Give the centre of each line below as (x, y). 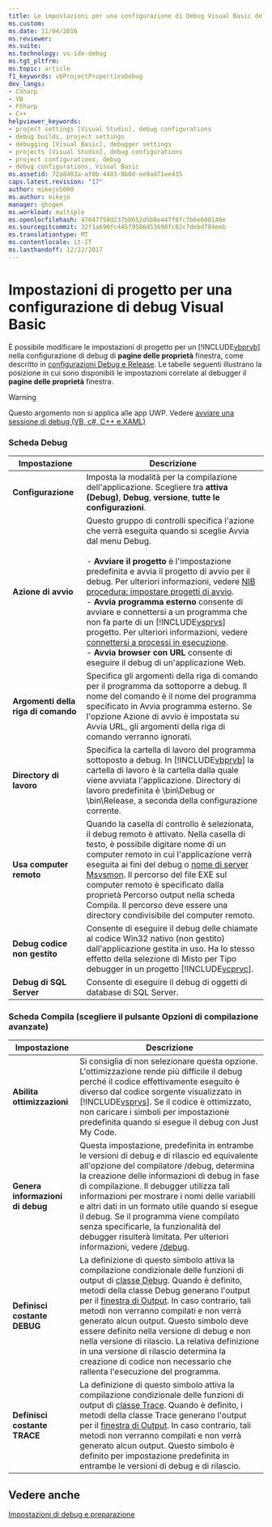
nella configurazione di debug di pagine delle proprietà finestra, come (126, 355)
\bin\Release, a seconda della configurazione (172, 800)
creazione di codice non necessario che (156, 1361)
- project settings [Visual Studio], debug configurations (110, 129)
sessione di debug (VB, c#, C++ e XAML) (77, 421)
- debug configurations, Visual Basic (74, 167)
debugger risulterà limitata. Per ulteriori (154, 1237)
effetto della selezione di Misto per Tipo (161, 958)
